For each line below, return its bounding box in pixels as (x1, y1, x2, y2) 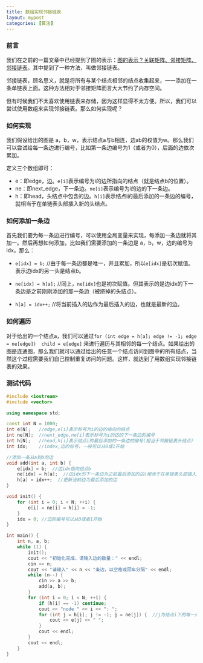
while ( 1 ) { (17, 544, 47, 550)
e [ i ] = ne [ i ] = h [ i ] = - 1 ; (28, 505, 96, 511)
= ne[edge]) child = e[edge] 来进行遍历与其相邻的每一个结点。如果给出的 (6, 340, 195, 347)
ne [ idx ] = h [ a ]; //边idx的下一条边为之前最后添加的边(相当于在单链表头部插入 (17, 471, 196, 477)
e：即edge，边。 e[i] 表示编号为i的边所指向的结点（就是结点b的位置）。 (14, 177, 192, 184)
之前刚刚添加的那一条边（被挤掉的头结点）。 (31, 288, 140, 295)
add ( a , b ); (38, 584, 66, 590)
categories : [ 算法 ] (6, 20, 54, 26)
